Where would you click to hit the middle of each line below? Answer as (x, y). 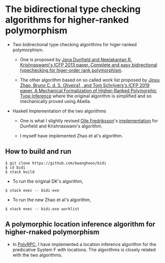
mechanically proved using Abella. (55, 101)
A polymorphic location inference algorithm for (80, 224)
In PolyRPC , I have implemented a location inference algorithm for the (84, 244)
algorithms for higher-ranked (67, 20)
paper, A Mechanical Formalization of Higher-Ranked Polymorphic (88, 90)
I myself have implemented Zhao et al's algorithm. (71, 136)
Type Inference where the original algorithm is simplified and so (86, 96)
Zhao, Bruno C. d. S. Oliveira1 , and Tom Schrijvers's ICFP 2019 (85, 85)
